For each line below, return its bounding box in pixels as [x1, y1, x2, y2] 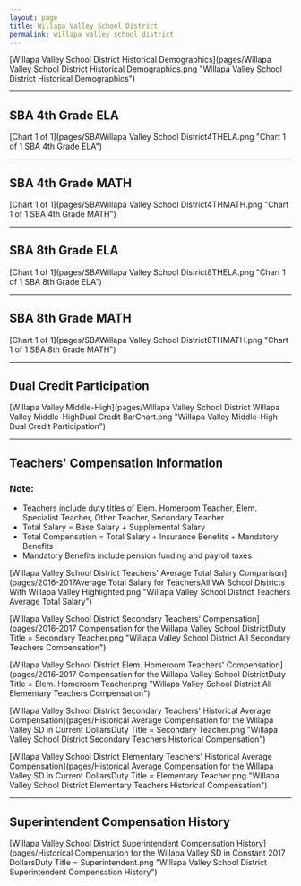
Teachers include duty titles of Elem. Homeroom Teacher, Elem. [21, 503, 258, 513]
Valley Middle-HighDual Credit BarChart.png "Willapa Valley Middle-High [9, 411, 278, 422]
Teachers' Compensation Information [9, 455, 224, 470]
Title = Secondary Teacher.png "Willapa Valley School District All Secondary [9, 632, 291, 643]
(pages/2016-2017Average [9, 577, 107, 588]
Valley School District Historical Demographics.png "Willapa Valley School [9, 64, 282, 74]
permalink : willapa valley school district [9, 30, 175, 39]
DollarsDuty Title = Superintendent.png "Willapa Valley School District [9, 856, 267, 867]
